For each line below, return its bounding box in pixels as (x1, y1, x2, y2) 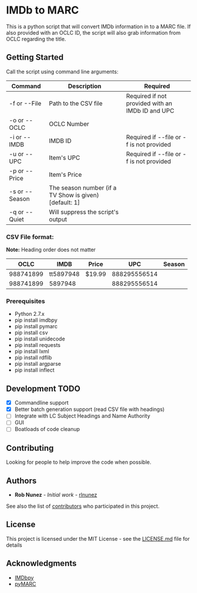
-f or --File (9, 99, 42, 107)
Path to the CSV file (49, 99, 103, 107)
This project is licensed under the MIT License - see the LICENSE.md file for (6, 535, 190, 542)
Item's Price (49, 170, 82, 178)
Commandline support (14, 399, 69, 406)
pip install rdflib (14, 354, 52, 361)
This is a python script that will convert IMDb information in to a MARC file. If (6, 23, 191, 30)
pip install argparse (14, 360, 62, 368)
